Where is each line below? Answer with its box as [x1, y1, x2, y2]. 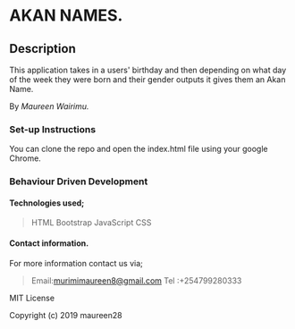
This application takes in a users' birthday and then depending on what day [9, 64, 287, 75]
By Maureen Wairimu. [9, 101, 89, 112]
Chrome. [9, 153, 42, 164]
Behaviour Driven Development [9, 175, 148, 188]
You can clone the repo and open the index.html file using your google [9, 144, 268, 155]
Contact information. [9, 238, 89, 249]
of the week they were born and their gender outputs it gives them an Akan [9, 74, 286, 85]
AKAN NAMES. [9, 5, 123, 26]
